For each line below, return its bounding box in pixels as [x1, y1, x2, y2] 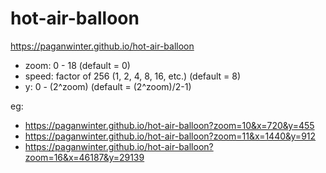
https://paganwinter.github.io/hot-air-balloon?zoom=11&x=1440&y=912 [24, 130, 317, 142]
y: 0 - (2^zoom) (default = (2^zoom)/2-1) [24, 80, 192, 92]
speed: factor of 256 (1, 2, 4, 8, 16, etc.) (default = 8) [24, 70, 242, 82]
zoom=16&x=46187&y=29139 [24, 151, 145, 163]
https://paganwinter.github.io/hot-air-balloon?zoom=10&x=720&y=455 [24, 119, 315, 131]
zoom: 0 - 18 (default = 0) [24, 59, 131, 71]
